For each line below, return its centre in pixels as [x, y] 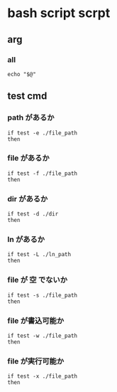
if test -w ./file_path [43, 336]
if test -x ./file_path [43, 376]
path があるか [31, 117]
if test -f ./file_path [43, 173]
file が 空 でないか [38, 280]
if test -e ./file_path [43, 133]
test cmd [27, 96]
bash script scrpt [59, 13]
